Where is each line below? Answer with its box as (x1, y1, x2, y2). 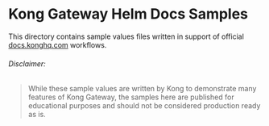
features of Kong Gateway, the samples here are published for (27, 92, 235, 102)
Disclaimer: (8, 58, 46, 69)
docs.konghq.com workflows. (8, 40, 107, 49)
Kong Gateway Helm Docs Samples (8, 5, 248, 23)
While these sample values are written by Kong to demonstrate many (27, 84, 257, 94)
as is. (27, 110, 46, 120)
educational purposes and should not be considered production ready (27, 101, 261, 111)
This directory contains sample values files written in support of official (8, 31, 244, 41)
